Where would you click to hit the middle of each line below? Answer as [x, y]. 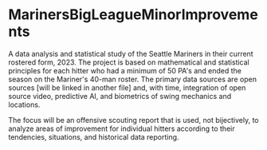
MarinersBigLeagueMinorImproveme [133, 15]
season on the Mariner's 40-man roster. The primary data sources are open [133, 79]
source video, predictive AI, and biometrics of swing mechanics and [120, 96]
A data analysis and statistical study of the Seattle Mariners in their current [131, 53]
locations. [24, 105]
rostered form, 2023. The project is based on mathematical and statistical [129, 62]
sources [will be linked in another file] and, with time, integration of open [127, 87]
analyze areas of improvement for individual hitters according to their [122, 128]
